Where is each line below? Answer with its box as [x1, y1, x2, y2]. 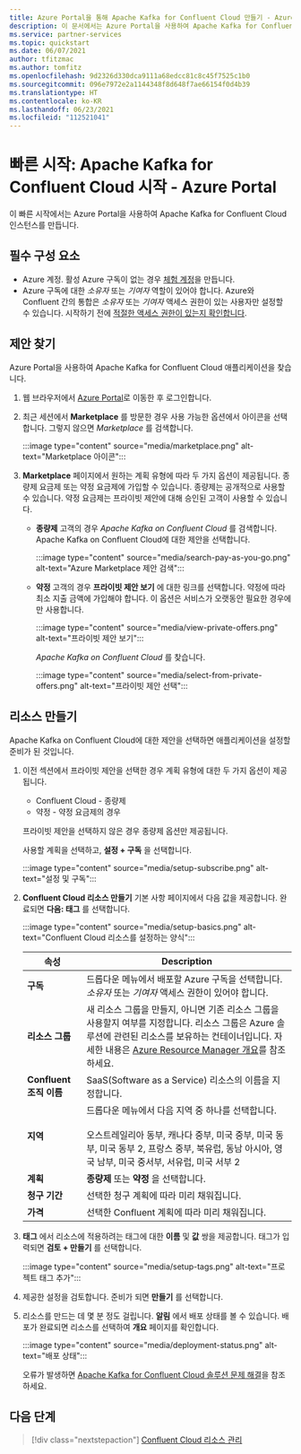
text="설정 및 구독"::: [21, 873, 97, 884]
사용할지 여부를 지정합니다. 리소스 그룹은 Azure [86, 1016, 275, 1029]
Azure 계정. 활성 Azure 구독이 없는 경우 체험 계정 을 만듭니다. [21, 274, 236, 284]
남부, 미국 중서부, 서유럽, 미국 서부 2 [97, 1155, 240, 1168]
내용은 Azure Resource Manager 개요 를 [105, 1043, 267, 1056]
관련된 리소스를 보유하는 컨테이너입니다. [113, 1030, 272, 1042]
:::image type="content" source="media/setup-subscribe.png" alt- [21, 862, 269, 873]
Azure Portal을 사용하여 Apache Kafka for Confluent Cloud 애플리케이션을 [9, 361, 276, 372]
